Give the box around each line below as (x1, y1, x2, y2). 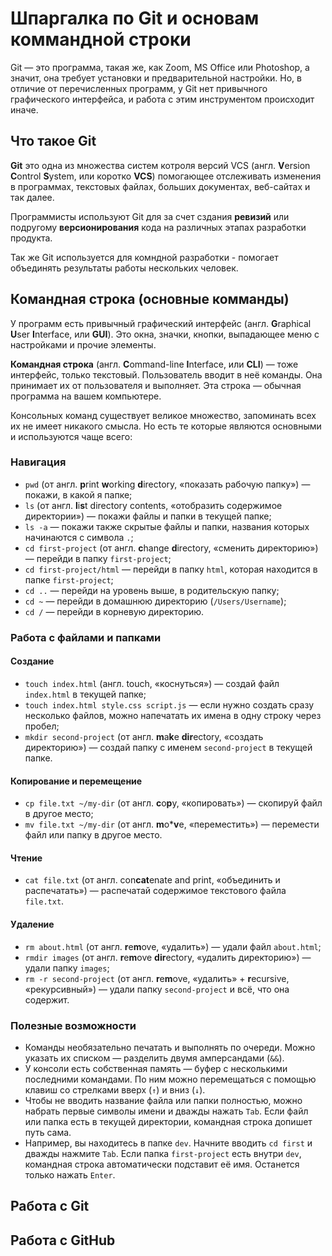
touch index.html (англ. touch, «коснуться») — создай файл (24, 677, 280, 689)
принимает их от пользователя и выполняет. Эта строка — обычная (10, 379, 302, 391)
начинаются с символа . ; (24, 531, 134, 543)
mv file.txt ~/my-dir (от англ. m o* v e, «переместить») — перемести (24, 818, 320, 831)
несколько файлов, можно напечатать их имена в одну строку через (24, 709, 322, 721)
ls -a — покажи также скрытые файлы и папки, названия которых (24, 520, 310, 532)
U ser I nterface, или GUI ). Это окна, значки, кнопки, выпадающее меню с (10, 328, 320, 340)
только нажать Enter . (24, 1168, 116, 1181)
